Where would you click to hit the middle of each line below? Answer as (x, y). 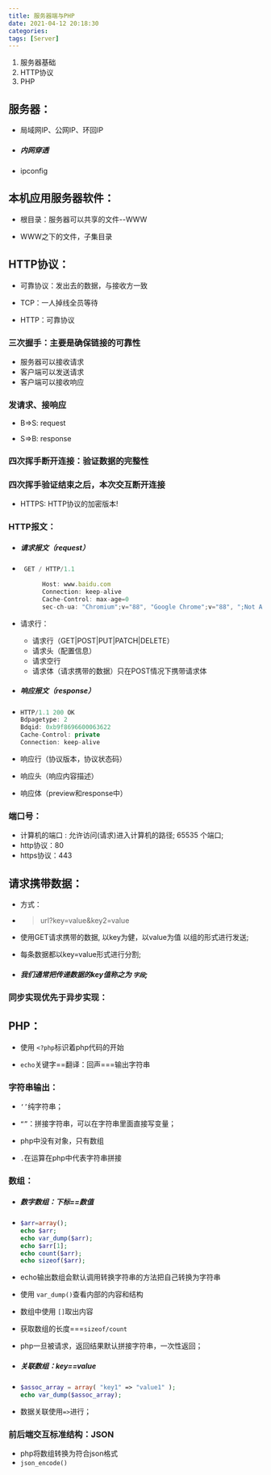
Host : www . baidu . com (76, 584)
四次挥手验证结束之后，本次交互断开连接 (87, 485)
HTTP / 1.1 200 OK (47, 712)
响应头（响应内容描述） (59, 776)
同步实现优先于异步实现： (58, 997)
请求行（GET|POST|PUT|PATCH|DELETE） (103, 640)
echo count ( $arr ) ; (51, 1254)
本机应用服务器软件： (61, 198)
